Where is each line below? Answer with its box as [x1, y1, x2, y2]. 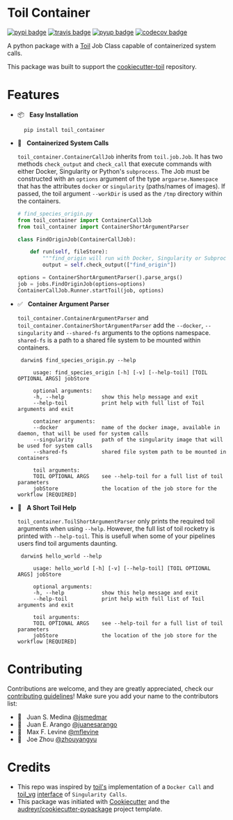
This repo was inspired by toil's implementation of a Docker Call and [17, 782, 214, 791]
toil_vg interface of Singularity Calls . [17, 790, 127, 798]
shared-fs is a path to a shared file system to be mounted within [17, 336, 201, 344]
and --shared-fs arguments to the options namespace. [53, 328, 211, 336]
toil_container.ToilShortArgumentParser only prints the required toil [17, 516, 215, 525]
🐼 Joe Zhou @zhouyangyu [17, 735, 97, 743]
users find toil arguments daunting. [17, 539, 118, 547]
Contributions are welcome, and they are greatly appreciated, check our [7, 684, 214, 692]
